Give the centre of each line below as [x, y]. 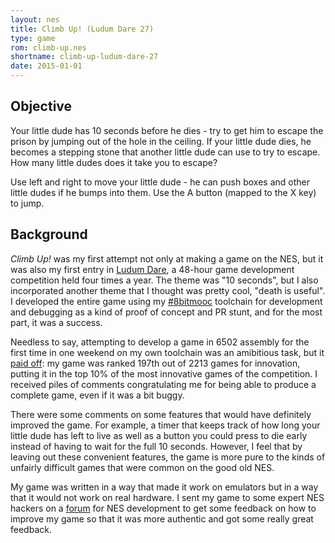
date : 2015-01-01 [46, 66]
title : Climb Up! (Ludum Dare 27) [82, 29]
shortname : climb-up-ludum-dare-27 [84, 57]
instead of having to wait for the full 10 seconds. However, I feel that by [156, 446]
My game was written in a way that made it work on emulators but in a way [164, 487]
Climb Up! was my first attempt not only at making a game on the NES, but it [167, 258]
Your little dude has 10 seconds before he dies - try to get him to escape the [167, 130]
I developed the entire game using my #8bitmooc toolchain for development [166, 301]
